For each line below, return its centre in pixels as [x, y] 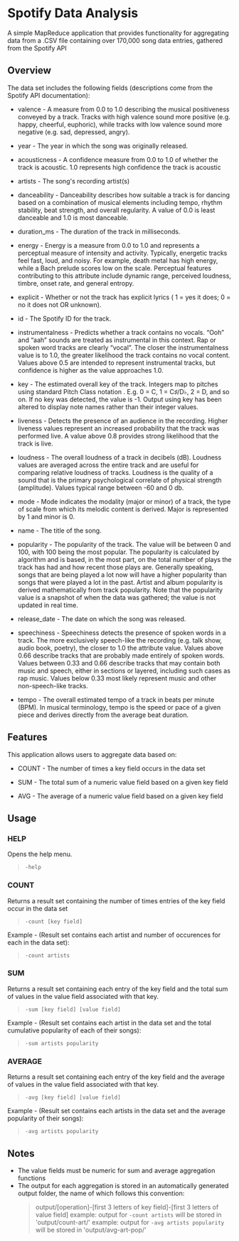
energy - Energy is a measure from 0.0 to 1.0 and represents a [108, 245]
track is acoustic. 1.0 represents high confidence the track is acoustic [119, 167]
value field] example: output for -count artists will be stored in [128, 1215]
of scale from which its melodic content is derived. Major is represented [123, 509]
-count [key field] [54, 921]
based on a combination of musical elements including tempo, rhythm [120, 202]
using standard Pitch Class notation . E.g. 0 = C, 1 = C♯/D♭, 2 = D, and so [123, 391]
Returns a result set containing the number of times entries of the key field [116, 900]
